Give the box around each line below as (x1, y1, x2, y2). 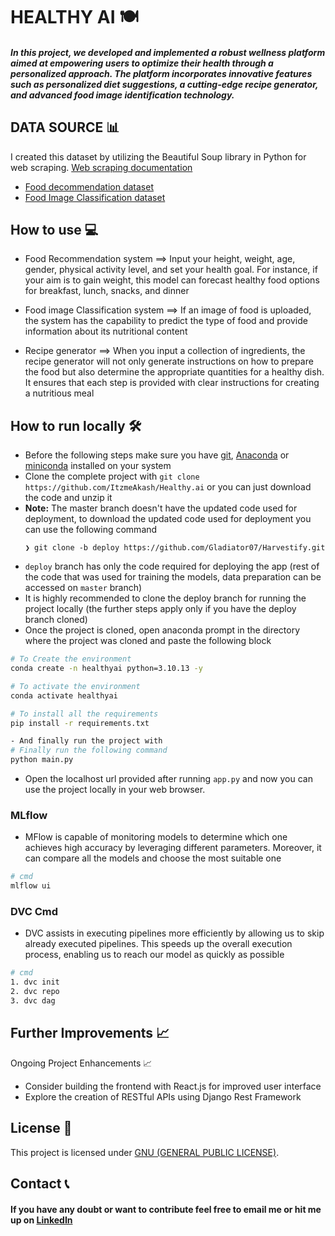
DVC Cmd (10, 905, 59, 919)
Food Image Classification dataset (24, 191, 166, 203)
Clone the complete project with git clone (24, 470, 200, 483)
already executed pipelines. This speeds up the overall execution (24, 938, 293, 950)
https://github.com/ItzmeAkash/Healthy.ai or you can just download (24, 481, 312, 493)
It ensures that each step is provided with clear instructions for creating (24, 377, 320, 389)
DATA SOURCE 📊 (10, 119, 120, 136)
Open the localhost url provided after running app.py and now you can (24, 773, 313, 785)
